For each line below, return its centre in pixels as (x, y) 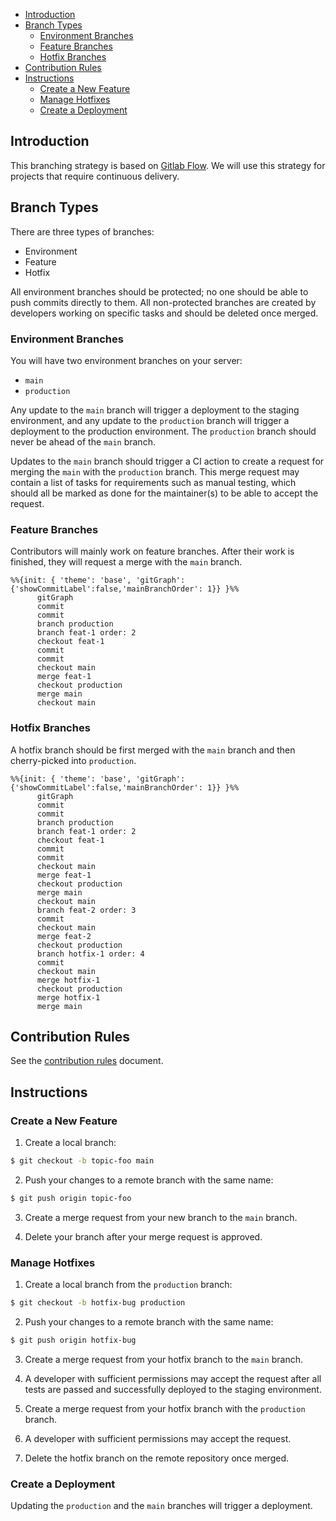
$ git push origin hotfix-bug (73, 1340)
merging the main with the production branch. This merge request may (155, 471)
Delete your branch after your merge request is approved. (143, 1236)
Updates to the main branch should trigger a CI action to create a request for (167, 461)
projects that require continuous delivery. (95, 176)
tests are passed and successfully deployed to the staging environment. (173, 1389)
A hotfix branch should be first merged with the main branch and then (153, 750)
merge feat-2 (64, 936)
